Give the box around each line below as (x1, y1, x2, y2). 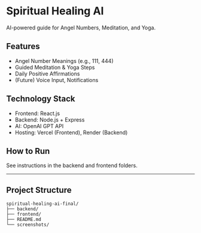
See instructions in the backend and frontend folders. (6, 162, 138, 169)
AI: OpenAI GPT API (14, 122, 64, 129)
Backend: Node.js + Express (14, 116, 85, 123)
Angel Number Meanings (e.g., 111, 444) (14, 57, 114, 64)
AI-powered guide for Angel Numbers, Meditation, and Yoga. (6, 24, 156, 31)
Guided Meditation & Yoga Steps (14, 63, 95, 71)
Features (6, 41, 40, 52)
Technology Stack (6, 94, 75, 104)
